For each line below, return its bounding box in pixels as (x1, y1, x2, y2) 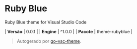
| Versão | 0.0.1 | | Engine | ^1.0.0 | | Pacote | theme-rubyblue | (4, 28, 133, 34)
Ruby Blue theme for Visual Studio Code (4, 19, 87, 25)
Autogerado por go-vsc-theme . (16, 38, 81, 44)
